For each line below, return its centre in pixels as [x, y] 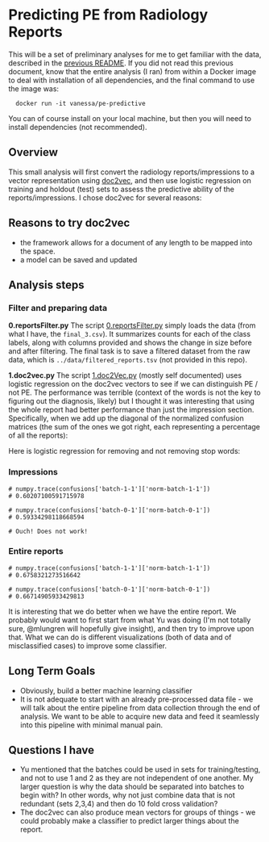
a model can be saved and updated [79, 259]
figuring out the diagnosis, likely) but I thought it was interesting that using [132, 401]
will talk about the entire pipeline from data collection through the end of [140, 707]
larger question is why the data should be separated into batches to [132, 787]
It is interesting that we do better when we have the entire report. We [122, 611]
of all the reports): [38, 436]
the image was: [33, 88]
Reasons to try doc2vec [69, 223]
